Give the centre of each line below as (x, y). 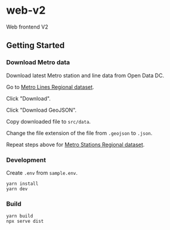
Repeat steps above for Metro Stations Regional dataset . (75, 144)
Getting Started (35, 45)
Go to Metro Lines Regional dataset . (50, 87)
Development (26, 160)
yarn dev (17, 189)
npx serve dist (25, 221)
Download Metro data (38, 62)
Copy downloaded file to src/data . (49, 121)
